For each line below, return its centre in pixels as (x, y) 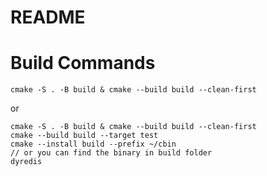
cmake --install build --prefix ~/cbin (93, 144)
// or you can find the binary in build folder (111, 153)
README (48, 17)
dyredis (26, 162)
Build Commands (83, 63)
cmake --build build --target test (84, 136)
